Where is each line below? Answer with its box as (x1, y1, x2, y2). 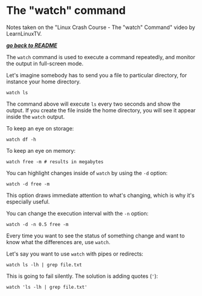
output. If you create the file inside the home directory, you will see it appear (6, 106, 196, 114)
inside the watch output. (6, 113, 65, 120)
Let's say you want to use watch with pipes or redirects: (6, 250, 144, 257)
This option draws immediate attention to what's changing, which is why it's (6, 191, 195, 199)
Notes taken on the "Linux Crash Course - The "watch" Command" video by (6, 24, 195, 31)
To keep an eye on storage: (6, 124, 74, 132)
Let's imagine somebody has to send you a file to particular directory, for (6, 71, 188, 79)
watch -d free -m (6, 181, 50, 187)
